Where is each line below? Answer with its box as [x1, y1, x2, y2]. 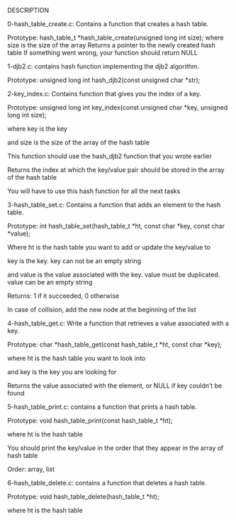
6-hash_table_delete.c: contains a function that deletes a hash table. [7, 479, 207, 487]
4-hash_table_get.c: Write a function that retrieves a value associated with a [7, 319, 229, 328]
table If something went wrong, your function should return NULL [7, 49, 198, 57]
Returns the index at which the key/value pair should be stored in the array [7, 166, 225, 174]
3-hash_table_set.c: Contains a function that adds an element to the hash [7, 201, 221, 209]
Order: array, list [7, 465, 55, 473]
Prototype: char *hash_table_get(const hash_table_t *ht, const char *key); [7, 340, 223, 349]
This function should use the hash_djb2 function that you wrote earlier [7, 152, 213, 160]
